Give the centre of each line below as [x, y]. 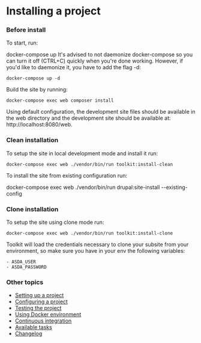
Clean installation [32, 140]
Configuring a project [41, 301]
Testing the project [38, 308]
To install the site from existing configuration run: [67, 175]
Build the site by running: [37, 90]
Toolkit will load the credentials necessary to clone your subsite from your [97, 244]
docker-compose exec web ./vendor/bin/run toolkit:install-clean [89, 164]
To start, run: [22, 43]
